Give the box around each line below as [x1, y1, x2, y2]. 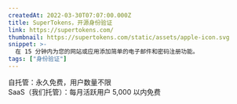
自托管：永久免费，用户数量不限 [8, 77, 111, 87]
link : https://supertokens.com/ [8, 26, 114, 34]
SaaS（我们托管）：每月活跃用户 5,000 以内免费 [8, 87, 161, 96]
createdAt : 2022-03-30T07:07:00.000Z [8, 11, 132, 20]
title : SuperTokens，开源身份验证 [8, 19, 113, 27]
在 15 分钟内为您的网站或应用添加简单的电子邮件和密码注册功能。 [15, 48, 199, 56]
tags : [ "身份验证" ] [8, 56, 67, 63]
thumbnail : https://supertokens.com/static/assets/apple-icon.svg [8, 33, 230, 41]
